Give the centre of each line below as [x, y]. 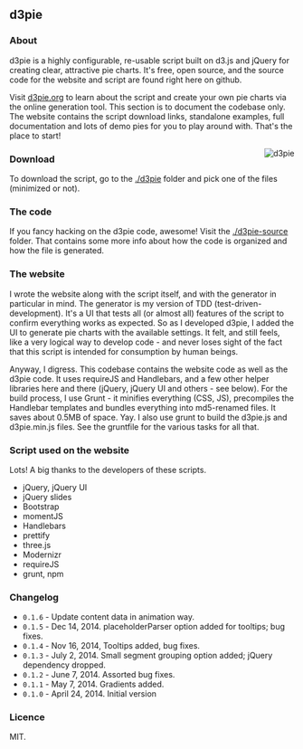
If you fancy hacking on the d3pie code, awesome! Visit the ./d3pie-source [149, 232]
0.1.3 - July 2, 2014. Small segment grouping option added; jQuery [147, 656]
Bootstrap [41, 507]
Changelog [34, 597]
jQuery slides [47, 497]
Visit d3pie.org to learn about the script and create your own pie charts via [148, 97]
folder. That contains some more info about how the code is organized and [148, 241]
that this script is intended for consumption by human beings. [124, 351]
